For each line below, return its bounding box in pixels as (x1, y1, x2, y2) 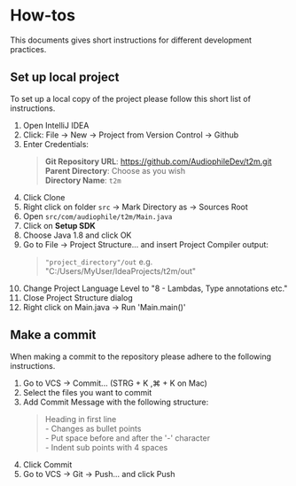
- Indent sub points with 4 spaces (44, 442, 168, 452)
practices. (10, 43, 47, 54)
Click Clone (22, 192, 66, 202)
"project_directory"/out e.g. (44, 256, 153, 267)
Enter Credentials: (22, 138, 90, 149)
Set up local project (10, 70, 120, 85)
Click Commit (22, 459, 73, 470)
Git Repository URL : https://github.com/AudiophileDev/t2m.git (44, 156, 273, 167)
